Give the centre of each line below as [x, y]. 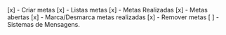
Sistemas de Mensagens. [44, 24]
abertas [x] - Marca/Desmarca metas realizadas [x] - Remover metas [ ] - [113, 17]
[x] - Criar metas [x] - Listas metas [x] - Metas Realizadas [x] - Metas [108, 10]
